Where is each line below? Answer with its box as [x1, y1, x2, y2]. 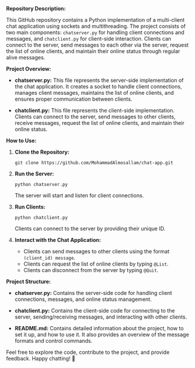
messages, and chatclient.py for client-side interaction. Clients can [6, 35, 172, 42]
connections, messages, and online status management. [14, 296, 152, 303]
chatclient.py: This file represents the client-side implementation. [14, 107, 175, 114]
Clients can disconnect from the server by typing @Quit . [23, 267, 159, 273]
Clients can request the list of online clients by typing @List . [23, 260, 169, 267]
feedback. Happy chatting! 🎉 [6, 355, 75, 362]
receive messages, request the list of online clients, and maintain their [14, 120, 184, 126]
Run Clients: [14, 203, 46, 210]
